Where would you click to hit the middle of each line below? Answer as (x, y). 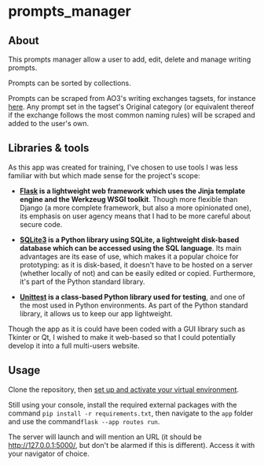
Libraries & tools (49, 148)
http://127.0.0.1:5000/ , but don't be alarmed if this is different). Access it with (132, 445)
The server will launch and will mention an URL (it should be (105, 437)
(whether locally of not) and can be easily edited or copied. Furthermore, (137, 273)
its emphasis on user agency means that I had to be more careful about (135, 216)
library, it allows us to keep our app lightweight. (96, 313)
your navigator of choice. (49, 453)
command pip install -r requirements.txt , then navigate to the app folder (131, 413)
